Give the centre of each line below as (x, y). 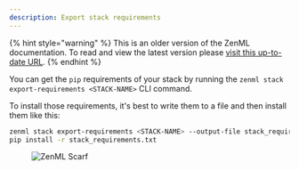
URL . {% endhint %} (65, 61)
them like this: (35, 115)
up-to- (270, 52)
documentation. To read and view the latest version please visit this (133, 52)
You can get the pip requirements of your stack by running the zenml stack (146, 79)
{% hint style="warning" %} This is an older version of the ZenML (130, 43)
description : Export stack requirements (85, 17)
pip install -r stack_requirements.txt (83, 140)
